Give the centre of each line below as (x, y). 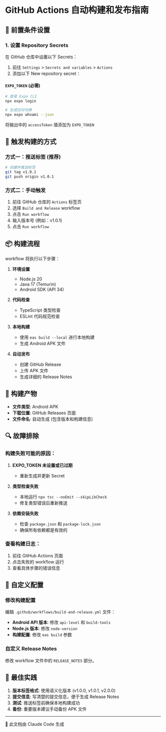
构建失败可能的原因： (30, 454)
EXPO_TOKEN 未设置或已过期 (42, 465)
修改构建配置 (21, 600)
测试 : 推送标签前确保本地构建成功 (46, 703)
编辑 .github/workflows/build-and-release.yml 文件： (61, 612)
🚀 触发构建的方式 (31, 141)
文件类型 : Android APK (35, 406)
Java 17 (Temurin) (38, 284)
